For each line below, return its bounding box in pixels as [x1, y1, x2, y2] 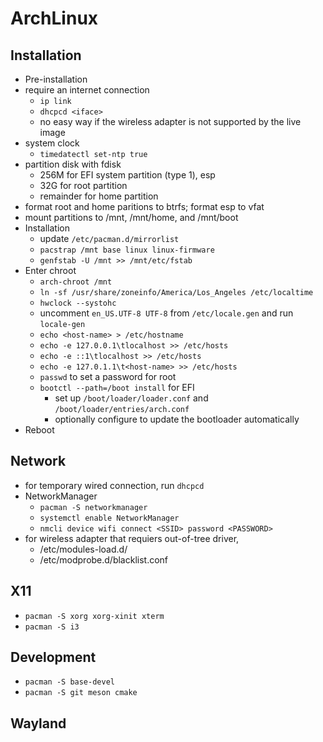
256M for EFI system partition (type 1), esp [39, 169, 216, 181]
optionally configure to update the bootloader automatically [54, 413, 300, 425]
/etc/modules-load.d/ [39, 543, 128, 555]
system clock [24, 137, 80, 149]
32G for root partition [39, 180, 128, 191]
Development [10, 649, 97, 666]
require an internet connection [24, 84, 150, 96]
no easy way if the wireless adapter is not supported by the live [39, 116, 302, 127]
